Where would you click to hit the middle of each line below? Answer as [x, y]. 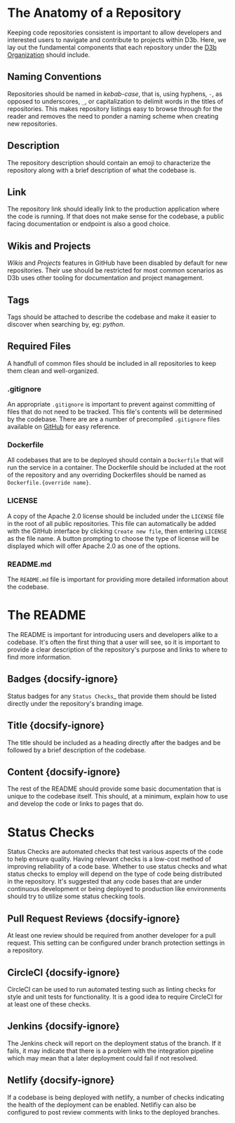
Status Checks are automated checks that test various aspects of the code [115, 852]
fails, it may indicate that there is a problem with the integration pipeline [110, 1051]
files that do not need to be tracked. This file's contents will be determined [115, 412]
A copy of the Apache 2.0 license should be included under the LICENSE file [116, 516]
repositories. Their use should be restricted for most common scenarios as [115, 270]
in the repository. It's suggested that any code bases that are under [105, 881]
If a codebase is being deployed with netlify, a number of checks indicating [116, 1097]
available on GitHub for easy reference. [64, 427]
